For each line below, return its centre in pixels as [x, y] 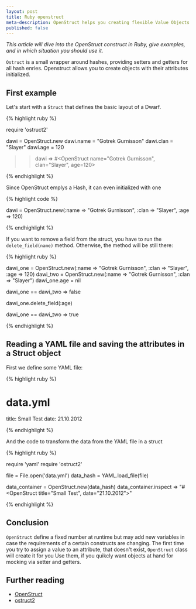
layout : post [22, 11]
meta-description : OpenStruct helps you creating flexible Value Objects [98, 22]
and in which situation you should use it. [55, 51]
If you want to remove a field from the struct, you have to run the [84, 239]
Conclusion [27, 523]
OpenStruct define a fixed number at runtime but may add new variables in [95, 537]
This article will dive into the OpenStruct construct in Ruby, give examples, [96, 45]
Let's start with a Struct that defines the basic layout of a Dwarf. [84, 107]
